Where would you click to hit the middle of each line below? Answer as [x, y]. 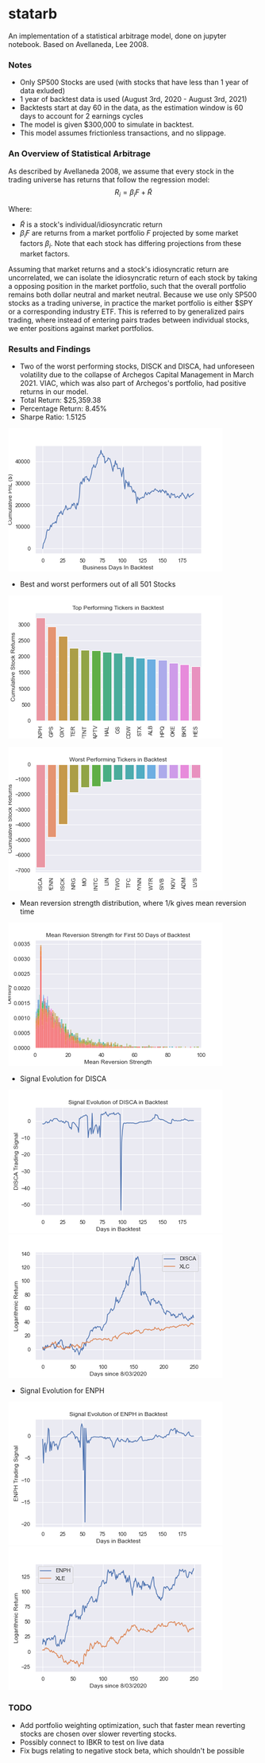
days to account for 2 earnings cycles [81, 116]
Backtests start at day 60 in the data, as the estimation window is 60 [131, 107]
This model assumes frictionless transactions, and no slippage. [123, 133]
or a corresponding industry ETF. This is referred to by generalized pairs [126, 311]
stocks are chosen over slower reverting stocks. [98, 1734]
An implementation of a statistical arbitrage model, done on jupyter [117, 36]
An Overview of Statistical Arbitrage [79, 154]
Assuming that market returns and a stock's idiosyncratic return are [119, 269]
